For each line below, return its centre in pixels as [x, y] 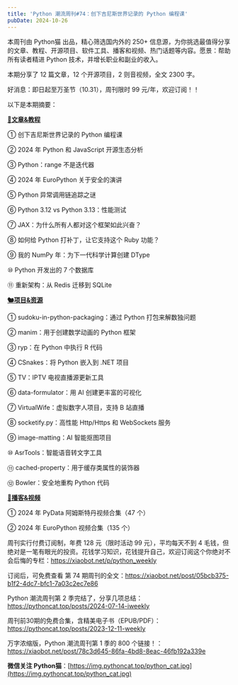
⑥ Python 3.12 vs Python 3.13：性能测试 [67, 209]
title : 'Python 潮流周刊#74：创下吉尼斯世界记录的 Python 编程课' [98, 14]
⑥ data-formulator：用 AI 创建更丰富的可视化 [74, 392]
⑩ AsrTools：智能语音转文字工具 [55, 452]
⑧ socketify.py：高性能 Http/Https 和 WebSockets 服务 [89, 422]
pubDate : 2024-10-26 [38, 21]
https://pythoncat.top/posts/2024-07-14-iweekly [79, 606]
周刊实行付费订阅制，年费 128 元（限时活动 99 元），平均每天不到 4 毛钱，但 [118, 543]
